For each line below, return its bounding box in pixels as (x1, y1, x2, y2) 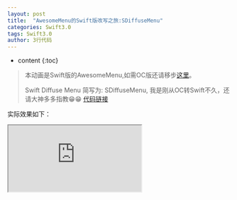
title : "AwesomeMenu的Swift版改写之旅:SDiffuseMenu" (7, 17, 163, 24)
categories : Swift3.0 (7, 23, 72, 30)
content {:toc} (17, 56, 59, 65)
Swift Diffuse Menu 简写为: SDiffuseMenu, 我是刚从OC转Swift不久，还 (24, 86, 230, 94)
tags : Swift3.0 (7, 30, 53, 38)
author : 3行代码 (7, 37, 53, 44)
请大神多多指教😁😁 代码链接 (24, 95, 109, 104)
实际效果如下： (7, 110, 51, 118)
